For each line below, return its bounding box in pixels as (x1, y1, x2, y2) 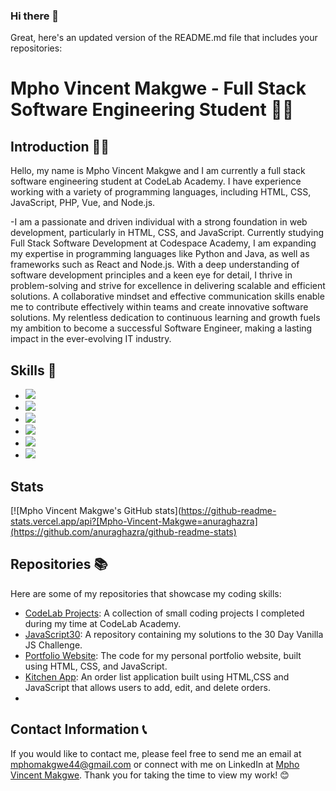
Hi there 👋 (10, 9, 60, 23)
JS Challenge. (24, 639, 83, 651)
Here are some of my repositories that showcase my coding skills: (10, 587, 282, 599)
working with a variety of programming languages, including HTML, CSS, (10, 186, 312, 198)
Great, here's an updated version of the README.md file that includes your (10, 32, 318, 44)
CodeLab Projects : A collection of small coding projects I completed (24, 607, 305, 619)
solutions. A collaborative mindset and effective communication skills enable (10, 290, 325, 303)
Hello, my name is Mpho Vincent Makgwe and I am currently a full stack (10, 165, 306, 177)
